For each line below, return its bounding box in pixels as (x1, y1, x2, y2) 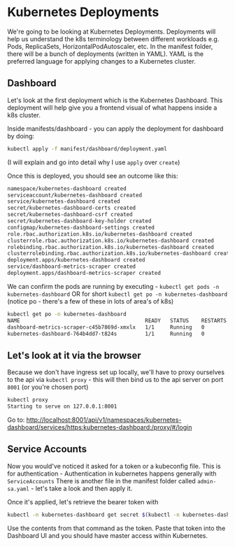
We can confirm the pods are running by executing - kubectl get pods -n (7, 282, 220, 290)
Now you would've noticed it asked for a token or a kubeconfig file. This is (7, 462, 222, 470)
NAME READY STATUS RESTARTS (7, 317, 227, 324)
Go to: (7, 415, 25, 424)
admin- (197, 478, 217, 485)
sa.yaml (7, 485, 30, 492)
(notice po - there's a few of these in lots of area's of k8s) (7, 297, 174, 305)
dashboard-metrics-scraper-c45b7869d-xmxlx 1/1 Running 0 (7, 323, 205, 331)
